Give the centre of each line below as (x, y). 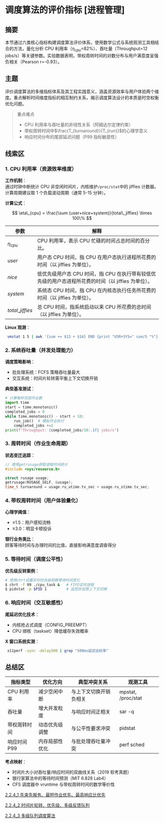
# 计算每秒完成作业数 (24, 398)
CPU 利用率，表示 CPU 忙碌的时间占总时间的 (89, 241)
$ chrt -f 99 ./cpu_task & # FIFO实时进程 (50, 584)
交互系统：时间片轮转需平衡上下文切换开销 (55, 378)
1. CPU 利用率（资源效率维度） (41, 169)
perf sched (132, 745)
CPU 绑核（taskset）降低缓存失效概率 (50, 631)
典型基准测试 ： (20, 389)
